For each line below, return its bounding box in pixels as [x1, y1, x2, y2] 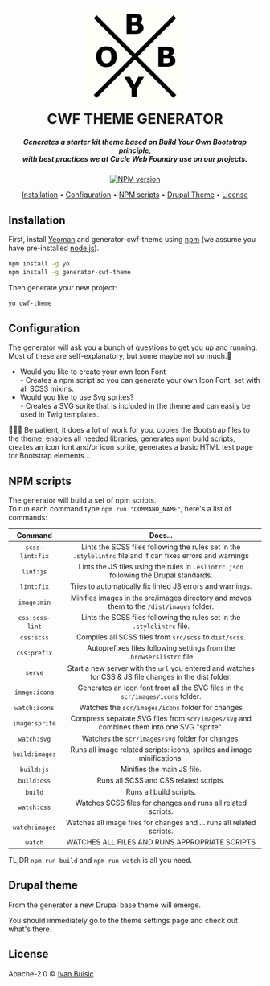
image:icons [14, 688, 55, 696]
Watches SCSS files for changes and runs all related [75, 798, 247, 807]
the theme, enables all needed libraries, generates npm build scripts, [8, 433, 235, 443]
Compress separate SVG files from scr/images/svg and [70, 713, 252, 724]
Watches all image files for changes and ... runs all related [65, 818, 256, 828]
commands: [8, 512, 48, 523]
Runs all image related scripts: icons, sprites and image [70, 745, 252, 754]
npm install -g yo [8, 259, 70, 268]
